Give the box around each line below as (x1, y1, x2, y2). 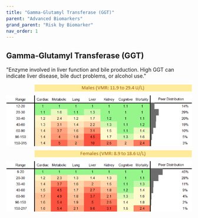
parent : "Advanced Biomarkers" (6, 15, 83, 22)
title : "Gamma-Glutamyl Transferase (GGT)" (6, 9, 115, 15)
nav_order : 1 (6, 28, 38, 34)
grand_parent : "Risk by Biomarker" (6, 22, 94, 28)
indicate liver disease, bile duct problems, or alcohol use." (6, 72, 147, 79)
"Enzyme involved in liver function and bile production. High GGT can (6, 66, 174, 73)
